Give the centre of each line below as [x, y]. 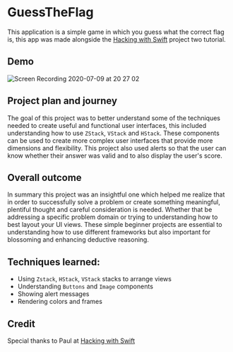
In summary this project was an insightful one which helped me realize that [116, 194]
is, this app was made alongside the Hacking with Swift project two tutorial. [116, 39]
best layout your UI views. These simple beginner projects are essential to [115, 225]
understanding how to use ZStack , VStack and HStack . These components [114, 133]
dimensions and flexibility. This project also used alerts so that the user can [117, 148]
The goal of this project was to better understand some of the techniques [114, 118]
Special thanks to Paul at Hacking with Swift [71, 341]
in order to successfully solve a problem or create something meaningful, [114, 202]
